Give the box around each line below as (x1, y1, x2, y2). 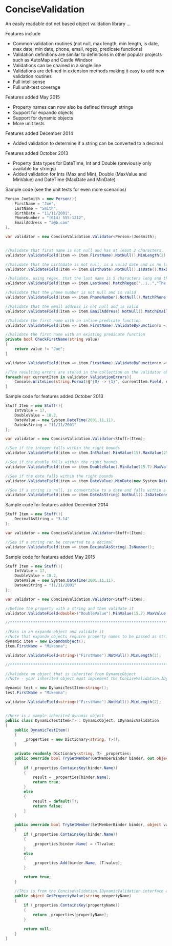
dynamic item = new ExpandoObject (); (5, 639, 86, 644)
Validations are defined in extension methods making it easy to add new (12, 68, 165, 74)
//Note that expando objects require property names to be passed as (5, 634, 157, 639)
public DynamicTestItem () (14, 727, 70, 733)
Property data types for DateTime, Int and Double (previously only (12, 160, 152, 166)
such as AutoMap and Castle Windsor (12, 56, 93, 63)
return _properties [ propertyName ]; (32, 912, 109, 918)
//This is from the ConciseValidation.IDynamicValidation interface (14, 889, 164, 894)
